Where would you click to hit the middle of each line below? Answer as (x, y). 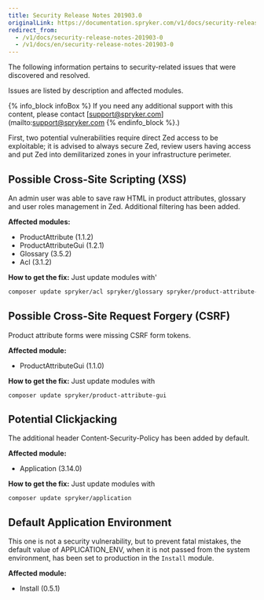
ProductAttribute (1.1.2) (57, 237)
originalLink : (31, 23)
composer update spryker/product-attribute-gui (88, 395)
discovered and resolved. (49, 75)
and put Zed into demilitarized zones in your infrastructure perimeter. (120, 155)
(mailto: (20, 123)
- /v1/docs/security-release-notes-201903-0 (89, 37)
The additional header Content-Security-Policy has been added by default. (129, 438)
